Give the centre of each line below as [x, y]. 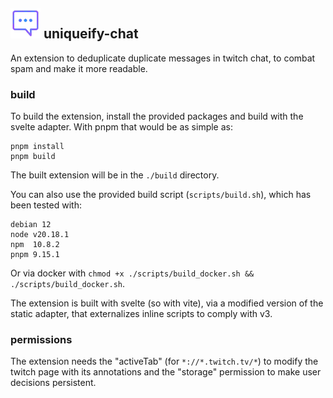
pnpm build [33, 157]
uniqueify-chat [91, 34]
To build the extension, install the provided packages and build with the [157, 116]
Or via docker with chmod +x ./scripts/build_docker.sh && [132, 273]
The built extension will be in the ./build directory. [115, 175]
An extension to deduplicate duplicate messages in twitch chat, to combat [163, 58]
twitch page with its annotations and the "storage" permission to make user [166, 372]
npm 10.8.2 [35, 245]
